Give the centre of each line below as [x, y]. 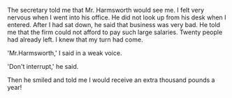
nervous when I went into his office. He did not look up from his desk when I [117, 17]
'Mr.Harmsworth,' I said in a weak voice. [65, 53]
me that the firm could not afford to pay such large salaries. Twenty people [115, 32]
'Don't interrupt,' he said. [43, 66]
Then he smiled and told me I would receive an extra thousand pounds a [111, 80]
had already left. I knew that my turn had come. [75, 40]
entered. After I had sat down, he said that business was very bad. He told [114, 25]
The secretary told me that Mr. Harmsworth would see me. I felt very [106, 10]
